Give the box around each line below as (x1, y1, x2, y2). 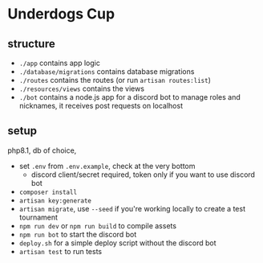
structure (7, 37, 55, 51)
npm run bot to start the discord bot (18, 229, 137, 239)
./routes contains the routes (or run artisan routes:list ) (18, 76, 212, 84)
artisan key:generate (18, 196, 91, 205)
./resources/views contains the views (18, 84, 145, 93)
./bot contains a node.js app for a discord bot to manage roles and (18, 92, 241, 101)
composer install (18, 188, 78, 196)
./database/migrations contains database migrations (18, 67, 195, 76)
